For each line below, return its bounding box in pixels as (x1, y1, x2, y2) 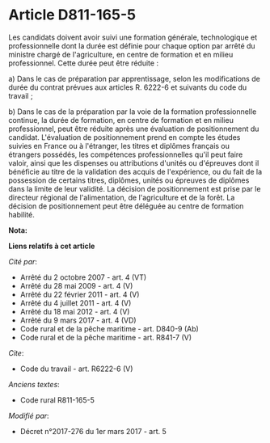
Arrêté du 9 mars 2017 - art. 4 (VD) (19, 315, 137, 325)
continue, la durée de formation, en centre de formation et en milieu (8, 115, 234, 124)
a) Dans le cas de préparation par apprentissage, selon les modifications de (8, 74, 260, 83)
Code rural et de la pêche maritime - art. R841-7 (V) (19, 332, 192, 342)
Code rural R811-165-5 (19, 394, 95, 405)
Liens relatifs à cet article (8, 241, 95, 251)
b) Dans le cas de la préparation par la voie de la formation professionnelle (8, 107, 257, 116)
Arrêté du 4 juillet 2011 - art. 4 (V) (19, 297, 132, 308)
